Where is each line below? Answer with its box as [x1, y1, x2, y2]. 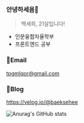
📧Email [6, 56, 27, 65]
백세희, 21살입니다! [20, 20, 65, 28]
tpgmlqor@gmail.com [6, 69, 60, 77]
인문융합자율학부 [14, 33, 54, 40]
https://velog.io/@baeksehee [6, 98, 78, 106]
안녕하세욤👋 [6, 5, 39, 13]
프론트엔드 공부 [14, 40, 51, 48]
